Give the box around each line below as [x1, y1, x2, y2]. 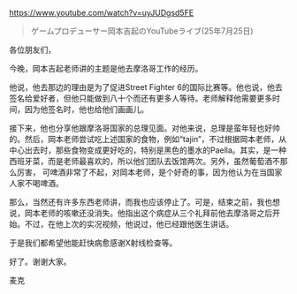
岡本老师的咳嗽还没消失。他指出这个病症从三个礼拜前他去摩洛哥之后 [24, 207, 272, 218]
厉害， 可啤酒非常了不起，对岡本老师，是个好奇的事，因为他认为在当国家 [16, 167, 283, 177]
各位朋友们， [9, 44, 56, 55]
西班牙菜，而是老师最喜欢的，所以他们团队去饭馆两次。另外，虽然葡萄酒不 [9, 156, 280, 166]
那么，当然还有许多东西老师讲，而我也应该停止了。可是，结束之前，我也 [9, 197, 272, 207]
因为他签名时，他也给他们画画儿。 [24, 104, 148, 114]
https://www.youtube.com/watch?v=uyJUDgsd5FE [9, 8, 194, 18]
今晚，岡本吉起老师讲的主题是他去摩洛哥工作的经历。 [9, 64, 203, 73]
